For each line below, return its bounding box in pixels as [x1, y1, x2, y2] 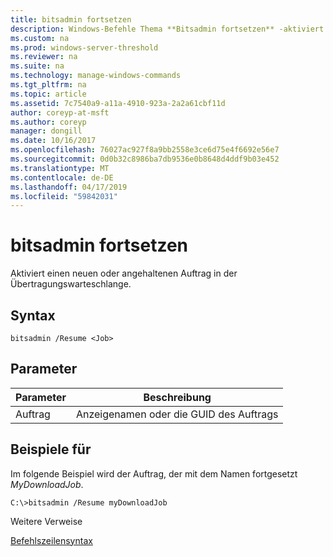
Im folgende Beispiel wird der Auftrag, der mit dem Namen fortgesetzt [10, 467, 298, 480]
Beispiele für [10, 441, 92, 458]
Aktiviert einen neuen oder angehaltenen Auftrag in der [10, 267, 238, 280]
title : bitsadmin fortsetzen [10, 14, 132, 25]
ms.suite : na [10, 61, 65, 71]
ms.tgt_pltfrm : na [10, 80, 87, 90]
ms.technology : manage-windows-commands [10, 71, 182, 81]
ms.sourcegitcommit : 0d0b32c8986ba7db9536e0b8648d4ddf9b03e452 [10, 154, 280, 164]
